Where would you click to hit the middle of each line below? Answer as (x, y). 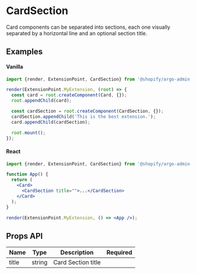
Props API (24, 236)
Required (119, 252)
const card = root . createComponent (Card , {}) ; (69, 95)
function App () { (27, 174)
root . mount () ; (28, 133)
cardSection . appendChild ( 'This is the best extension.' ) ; (84, 116)
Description (77, 252)
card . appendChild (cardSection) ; (51, 122)
